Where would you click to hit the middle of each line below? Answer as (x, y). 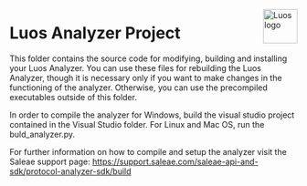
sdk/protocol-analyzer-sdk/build (70, 171)
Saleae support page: (50, 161)
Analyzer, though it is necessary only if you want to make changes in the (146, 77)
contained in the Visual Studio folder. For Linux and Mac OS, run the (137, 124)
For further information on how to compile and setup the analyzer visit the (148, 151)
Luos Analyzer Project (95, 33)
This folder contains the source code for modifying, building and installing (148, 58)
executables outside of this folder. (73, 97)
